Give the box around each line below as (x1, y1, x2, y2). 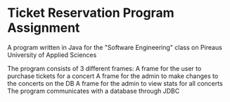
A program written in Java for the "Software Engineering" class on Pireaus (7, 43, 223, 51)
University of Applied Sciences (7, 51, 97, 59)
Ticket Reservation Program (7, 5, 174, 21)
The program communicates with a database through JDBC (7, 87, 180, 95)
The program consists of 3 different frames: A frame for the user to (7, 64, 202, 72)
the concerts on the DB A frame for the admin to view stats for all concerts (7, 79, 223, 87)
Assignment (7, 20, 80, 36)
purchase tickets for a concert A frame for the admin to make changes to (7, 72, 219, 80)
